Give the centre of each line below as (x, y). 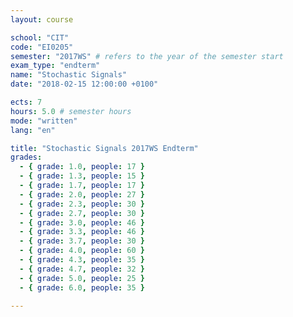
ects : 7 (26, 102)
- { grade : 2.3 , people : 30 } (82, 204)
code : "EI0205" (42, 47)
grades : (26, 157)
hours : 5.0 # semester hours (71, 111)
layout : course (42, 19)
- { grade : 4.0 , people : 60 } (82, 251)
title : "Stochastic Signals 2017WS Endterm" (104, 148)
